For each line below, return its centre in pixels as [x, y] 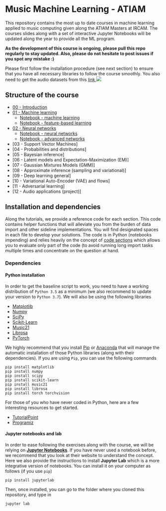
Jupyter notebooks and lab [33, 434]
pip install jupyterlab [30, 480]
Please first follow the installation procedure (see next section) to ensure [79, 68]
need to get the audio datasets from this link [50, 79]
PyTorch [21, 338]
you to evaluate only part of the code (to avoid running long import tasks [79, 245]
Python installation [25, 275]
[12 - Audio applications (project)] [47, 191]
